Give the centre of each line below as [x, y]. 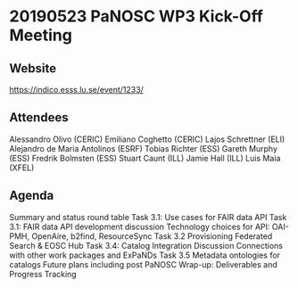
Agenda [32, 196]
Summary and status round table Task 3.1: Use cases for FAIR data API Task [148, 217]
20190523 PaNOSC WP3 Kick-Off [136, 16]
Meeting [41, 35]
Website [33, 68]
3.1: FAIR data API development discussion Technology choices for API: [140, 226]
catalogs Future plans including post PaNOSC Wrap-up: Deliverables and [144, 264]
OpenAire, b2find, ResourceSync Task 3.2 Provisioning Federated [152, 236]
